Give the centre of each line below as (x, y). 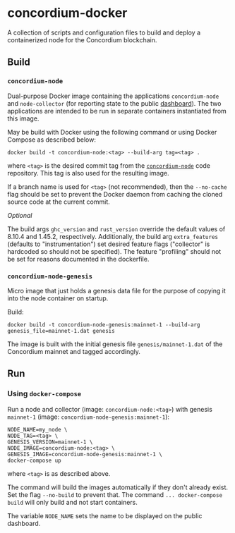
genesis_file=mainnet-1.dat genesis (61, 331)
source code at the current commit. (59, 202)
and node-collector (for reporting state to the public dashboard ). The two (114, 103)
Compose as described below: (52, 140)
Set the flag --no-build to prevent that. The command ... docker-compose (115, 494)
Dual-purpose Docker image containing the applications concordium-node (113, 96)
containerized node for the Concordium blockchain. (82, 39)
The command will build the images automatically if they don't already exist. (117, 487)
